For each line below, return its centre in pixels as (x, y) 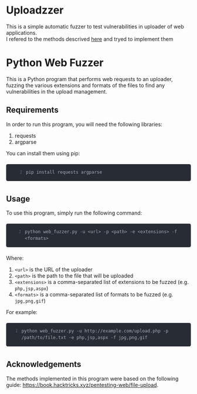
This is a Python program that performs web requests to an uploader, (89, 79)
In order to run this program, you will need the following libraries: (84, 124)
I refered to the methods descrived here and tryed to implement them (90, 39)
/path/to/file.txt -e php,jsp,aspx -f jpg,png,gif (84, 338)
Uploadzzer (35, 10)
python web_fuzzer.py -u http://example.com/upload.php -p (95, 331)
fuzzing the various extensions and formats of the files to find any (86, 85)
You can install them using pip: (43, 153)
